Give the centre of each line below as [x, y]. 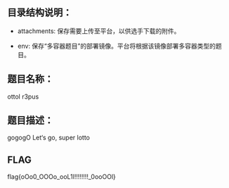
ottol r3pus [23, 96]
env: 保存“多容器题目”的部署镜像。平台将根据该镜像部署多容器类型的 [117, 46]
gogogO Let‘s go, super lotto [48, 138]
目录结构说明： [40, 13]
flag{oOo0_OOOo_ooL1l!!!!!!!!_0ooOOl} [61, 177]
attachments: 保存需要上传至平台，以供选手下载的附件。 [99, 31]
